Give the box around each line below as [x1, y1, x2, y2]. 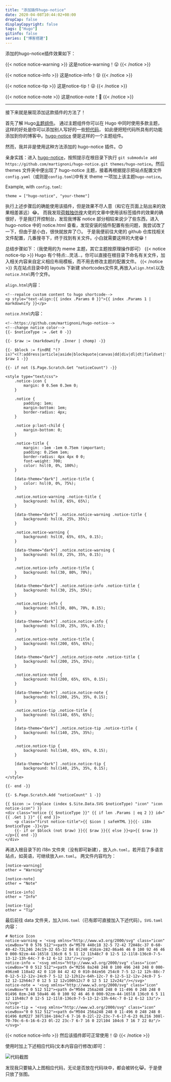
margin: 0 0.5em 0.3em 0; [23, 383, 79, 388]
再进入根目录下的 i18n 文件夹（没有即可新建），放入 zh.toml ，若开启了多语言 [5, 846, 164, 853]
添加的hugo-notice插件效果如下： [5, 50, 76, 56]
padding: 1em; [23, 400, 53, 406]
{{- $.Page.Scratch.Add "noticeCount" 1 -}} [5, 792, 101, 798]
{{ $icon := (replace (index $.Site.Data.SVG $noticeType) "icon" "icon [5, 801, 163, 806]
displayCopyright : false [5, 21, 58, 27]
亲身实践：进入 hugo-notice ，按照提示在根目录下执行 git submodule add [5, 154, 157, 160]
